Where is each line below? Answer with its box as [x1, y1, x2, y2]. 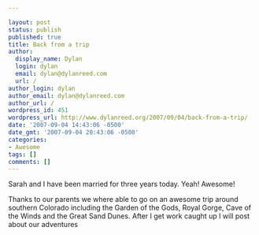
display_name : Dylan [15, 55, 83, 63]
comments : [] [8, 158, 51, 166]
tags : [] [8, 151, 37, 159]
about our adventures [8, 220, 79, 229]
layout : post [8, 18, 51, 26]
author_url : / [8, 99, 55, 107]
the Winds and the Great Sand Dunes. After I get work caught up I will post [8, 211, 250, 221]
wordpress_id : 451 [8, 106, 68, 114]
